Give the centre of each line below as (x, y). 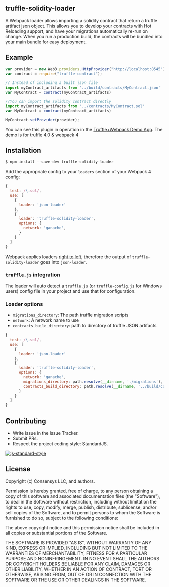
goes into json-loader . (63, 262)
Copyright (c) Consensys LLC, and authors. (50, 481)
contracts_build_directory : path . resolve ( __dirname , (80, 386)
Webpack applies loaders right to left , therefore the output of (68, 257)
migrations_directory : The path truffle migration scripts (70, 315)
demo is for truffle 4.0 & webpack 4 (42, 135)
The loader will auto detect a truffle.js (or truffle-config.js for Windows (84, 286)
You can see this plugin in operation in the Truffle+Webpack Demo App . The (84, 129)
